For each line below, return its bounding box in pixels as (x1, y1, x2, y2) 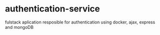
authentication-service (5, 3, 100, 14)
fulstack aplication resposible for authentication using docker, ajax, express (5, 19, 156, 25)
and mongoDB (5, 24, 34, 30)
